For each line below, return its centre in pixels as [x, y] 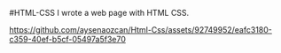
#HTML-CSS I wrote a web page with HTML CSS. [99, 13]
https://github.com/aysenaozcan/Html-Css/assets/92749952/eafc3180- [141, 30]
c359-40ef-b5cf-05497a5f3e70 [68, 39]
